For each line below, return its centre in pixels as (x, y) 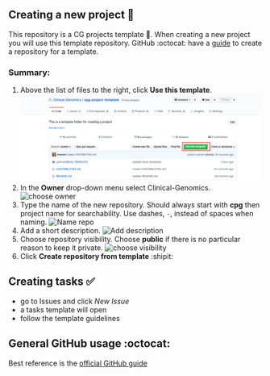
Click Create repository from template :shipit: (96, 257)
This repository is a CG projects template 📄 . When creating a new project (129, 34)
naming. (33, 222)
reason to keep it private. (61, 248)
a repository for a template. (54, 51)
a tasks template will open (63, 309)
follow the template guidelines (70, 318)
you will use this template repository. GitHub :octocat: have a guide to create (135, 43)
